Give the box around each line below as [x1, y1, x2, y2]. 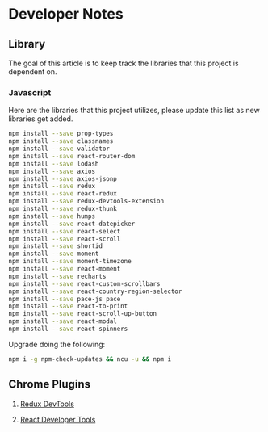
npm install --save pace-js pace [8, 295, 121, 303]
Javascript [8, 86, 52, 98]
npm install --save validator [8, 145, 111, 153]
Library [8, 37, 46, 51]
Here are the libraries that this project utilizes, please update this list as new [8, 106, 260, 115]
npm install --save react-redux [8, 190, 117, 198]
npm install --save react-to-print [8, 302, 128, 311]
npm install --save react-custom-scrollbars [8, 279, 161, 287]
